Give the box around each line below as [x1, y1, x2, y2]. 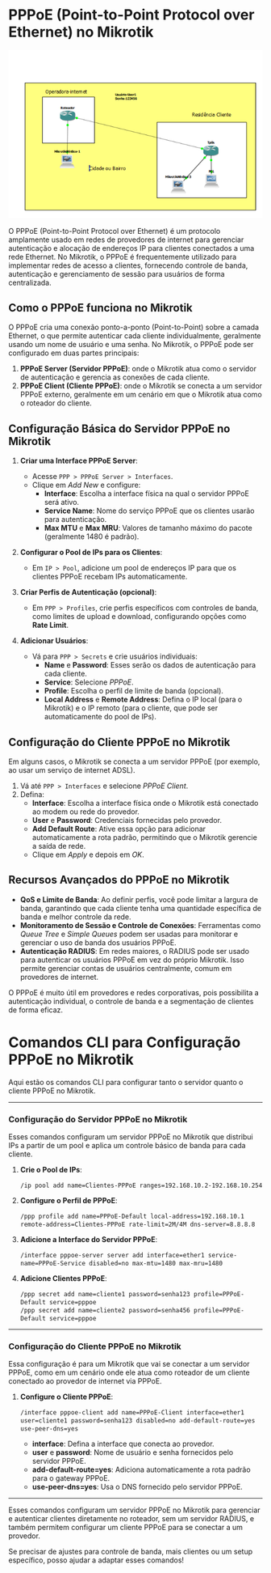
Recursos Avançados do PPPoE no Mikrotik [8, 873, 230, 887]
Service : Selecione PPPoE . [44, 677, 135, 687]
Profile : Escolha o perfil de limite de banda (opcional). [44, 686, 224, 696]
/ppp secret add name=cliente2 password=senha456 [19, 1307, 191, 1315]
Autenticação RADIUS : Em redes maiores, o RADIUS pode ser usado [19, 946, 250, 956]
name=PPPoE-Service [19, 1260, 86, 1268]
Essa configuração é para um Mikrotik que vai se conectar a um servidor [8, 1359, 250, 1369]
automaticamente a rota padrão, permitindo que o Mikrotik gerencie [31, 833, 258, 842]
